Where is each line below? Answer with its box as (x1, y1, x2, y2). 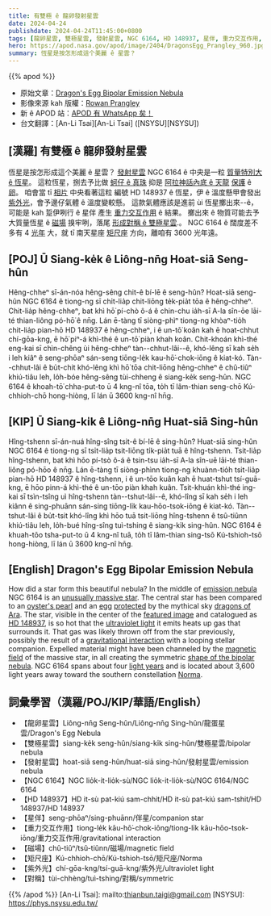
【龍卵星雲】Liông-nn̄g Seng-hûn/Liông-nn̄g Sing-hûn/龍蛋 (19, 718, 219, 728)
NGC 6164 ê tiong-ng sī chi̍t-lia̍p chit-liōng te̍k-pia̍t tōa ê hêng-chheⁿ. (23, 296, 254, 306)
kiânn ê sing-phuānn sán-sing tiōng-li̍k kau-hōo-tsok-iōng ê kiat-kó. (8, 501, 235, 511)
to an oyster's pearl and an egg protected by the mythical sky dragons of (8, 601, 252, 611)
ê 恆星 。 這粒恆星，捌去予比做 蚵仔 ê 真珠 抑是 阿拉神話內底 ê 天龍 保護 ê (8, 177, 252, 186)
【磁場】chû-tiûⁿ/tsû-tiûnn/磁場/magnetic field (19, 843, 175, 853)
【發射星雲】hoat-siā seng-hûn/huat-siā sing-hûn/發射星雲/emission (19, 757, 248, 767)
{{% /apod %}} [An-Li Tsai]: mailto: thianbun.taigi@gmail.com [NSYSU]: (8, 889, 244, 900)
